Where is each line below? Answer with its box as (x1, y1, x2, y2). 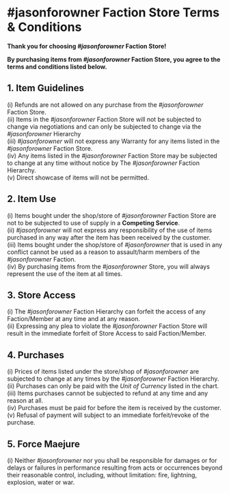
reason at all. (7, 396, 44, 405)
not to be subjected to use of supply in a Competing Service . (7, 218, 180, 227)
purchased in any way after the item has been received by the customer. (7, 233, 211, 241)
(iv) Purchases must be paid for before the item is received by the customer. (7, 404, 221, 412)
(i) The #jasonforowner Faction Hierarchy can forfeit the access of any (7, 307, 206, 316)
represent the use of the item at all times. (7, 269, 123, 278)
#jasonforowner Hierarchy (7, 129, 81, 138)
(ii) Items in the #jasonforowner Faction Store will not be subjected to (7, 115, 202, 123)
